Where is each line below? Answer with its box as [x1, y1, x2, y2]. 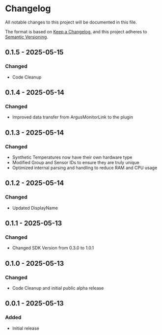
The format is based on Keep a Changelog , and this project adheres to [5, 28, 147, 34]
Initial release [12, 325, 39, 331]
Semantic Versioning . [5, 34, 48, 40]
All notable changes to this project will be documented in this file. [5, 19, 137, 25]
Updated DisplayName [12, 205, 58, 211]
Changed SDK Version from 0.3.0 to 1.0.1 [12, 245, 94, 251]
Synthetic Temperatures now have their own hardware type [12, 154, 133, 160]
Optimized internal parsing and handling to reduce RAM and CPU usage [12, 165, 158, 170]
